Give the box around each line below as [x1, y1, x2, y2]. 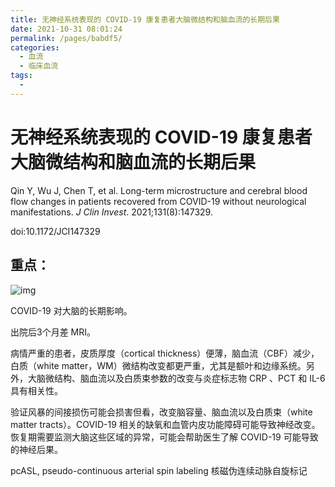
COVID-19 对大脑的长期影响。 [10, 304, 133, 316]
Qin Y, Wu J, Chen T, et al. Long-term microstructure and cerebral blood [10, 184, 308, 196]
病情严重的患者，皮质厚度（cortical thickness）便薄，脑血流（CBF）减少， [10, 347, 320, 359]
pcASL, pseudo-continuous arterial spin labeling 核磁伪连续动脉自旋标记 [10, 464, 308, 476]
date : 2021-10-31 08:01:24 [10, 24, 123, 34]
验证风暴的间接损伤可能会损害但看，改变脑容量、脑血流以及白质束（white [10, 406, 313, 418]
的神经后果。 [10, 443, 63, 455]
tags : [10, 71, 33, 81]
